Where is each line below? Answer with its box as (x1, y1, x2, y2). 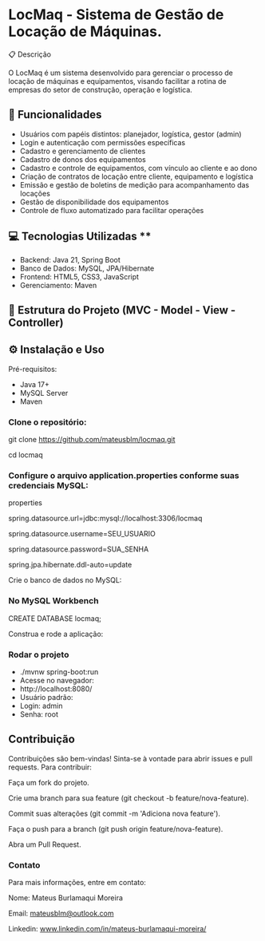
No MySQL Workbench (8, 595, 99, 607)
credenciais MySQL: (8, 480, 89, 491)
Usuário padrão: (19, 692, 73, 702)
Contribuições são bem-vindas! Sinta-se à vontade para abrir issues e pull (8, 753, 253, 763)
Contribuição (8, 733, 76, 746)
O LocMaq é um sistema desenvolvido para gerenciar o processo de (8, 68, 234, 77)
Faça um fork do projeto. (8, 777, 89, 787)
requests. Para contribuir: (8, 762, 92, 772)
